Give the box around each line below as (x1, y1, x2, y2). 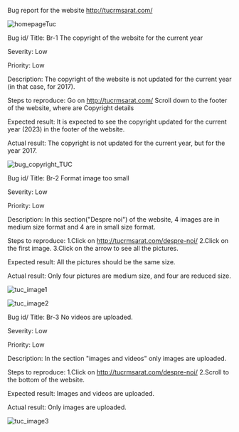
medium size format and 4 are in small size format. (7, 223, 156, 231)
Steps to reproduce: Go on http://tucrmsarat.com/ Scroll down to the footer (7, 96, 228, 104)
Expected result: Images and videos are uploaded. (7, 389, 155, 397)
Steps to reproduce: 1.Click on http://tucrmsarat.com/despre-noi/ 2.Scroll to (7, 368, 230, 376)
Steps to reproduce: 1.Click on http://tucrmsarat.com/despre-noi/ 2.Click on (7, 237, 229, 244)
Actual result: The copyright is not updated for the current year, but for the (7, 139, 225, 147)
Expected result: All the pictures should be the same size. (7, 258, 176, 266)
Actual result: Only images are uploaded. (7, 403, 127, 411)
